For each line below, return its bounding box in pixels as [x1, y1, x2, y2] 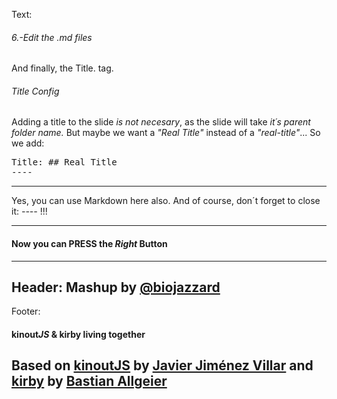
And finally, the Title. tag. [11, 62, 114, 74]
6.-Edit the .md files [11, 31, 93, 43]
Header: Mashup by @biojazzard [11, 279, 221, 296]
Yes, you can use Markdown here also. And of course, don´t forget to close [11, 195, 321, 207]
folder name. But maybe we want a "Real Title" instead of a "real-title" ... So [11, 127, 321, 139]
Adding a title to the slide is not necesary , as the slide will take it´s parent [11, 116, 311, 128]
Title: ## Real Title [11, 157, 118, 168]
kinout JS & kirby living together [11, 329, 146, 341]
